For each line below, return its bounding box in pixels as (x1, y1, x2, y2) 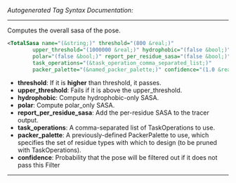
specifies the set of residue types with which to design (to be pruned (17, 139, 218, 147)
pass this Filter (17, 161, 60, 170)
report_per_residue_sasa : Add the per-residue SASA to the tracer (17, 108, 209, 117)
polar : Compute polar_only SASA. (17, 101, 115, 110)
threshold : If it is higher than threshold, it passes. (17, 79, 162, 87)
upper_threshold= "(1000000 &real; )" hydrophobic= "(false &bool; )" (32, 46, 231, 53)
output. (17, 116, 39, 125)
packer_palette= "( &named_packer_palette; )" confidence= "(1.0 (32, 66, 216, 73)
